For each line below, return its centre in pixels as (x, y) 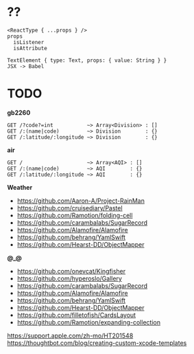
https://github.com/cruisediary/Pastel (70, 208)
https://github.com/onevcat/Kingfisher (71, 271)
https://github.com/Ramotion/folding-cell (75, 215)
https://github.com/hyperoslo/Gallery (69, 278)
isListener (29, 42)
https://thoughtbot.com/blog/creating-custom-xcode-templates (97, 343)
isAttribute (31, 48)
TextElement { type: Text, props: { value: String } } (87, 60)
